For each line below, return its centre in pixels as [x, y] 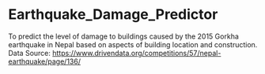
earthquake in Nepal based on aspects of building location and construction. [133, 44]
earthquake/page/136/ [45, 61]
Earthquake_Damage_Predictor [113, 15]
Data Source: [30, 53]
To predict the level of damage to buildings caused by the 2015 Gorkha [124, 36]
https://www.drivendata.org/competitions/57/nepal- [137, 53]
